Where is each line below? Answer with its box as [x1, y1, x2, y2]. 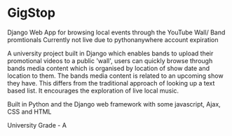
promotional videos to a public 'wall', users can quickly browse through [7, 56, 213, 64]
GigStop [7, 5, 56, 21]
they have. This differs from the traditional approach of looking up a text [7, 79, 215, 87]
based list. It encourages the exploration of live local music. [7, 86, 179, 95]
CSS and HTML [7, 107, 52, 116]
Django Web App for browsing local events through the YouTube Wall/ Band [7, 28, 226, 36]
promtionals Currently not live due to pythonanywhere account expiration [7, 35, 219, 43]
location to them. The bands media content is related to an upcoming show [7, 72, 224, 80]
